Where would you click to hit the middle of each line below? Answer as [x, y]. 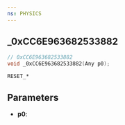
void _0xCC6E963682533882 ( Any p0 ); [59, 64]
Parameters [33, 97]
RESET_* [18, 77]
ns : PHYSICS [24, 13]
